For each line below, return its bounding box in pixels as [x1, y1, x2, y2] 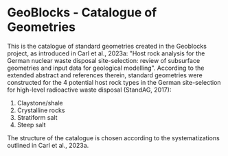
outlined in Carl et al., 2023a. [7, 141, 89, 149]
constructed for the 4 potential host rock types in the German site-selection [7, 78, 221, 86]
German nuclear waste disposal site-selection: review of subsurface [7, 56, 201, 64]
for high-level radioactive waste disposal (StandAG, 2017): [7, 86, 172, 94]
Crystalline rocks [16, 106, 65, 114]
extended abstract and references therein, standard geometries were [7, 70, 203, 79]
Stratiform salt [16, 113, 58, 121]
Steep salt [16, 120, 46, 129]
